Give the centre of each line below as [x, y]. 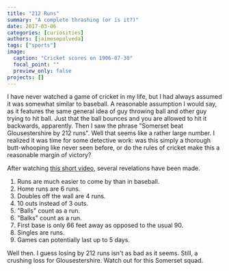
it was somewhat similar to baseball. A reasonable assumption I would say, [112, 104]
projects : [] [26, 77]
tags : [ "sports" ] [32, 45]
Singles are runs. [41, 233]
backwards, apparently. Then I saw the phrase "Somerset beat [95, 126]
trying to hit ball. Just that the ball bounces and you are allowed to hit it [107, 119]
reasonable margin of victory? [49, 155]
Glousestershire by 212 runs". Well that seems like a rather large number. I [111, 133]
